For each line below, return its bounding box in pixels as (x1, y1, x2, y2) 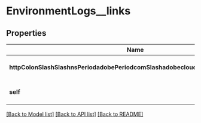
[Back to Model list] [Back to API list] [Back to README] (6, 110, 144, 118)
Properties (6, 28, 47, 38)
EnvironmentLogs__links (6, 4, 131, 18)
